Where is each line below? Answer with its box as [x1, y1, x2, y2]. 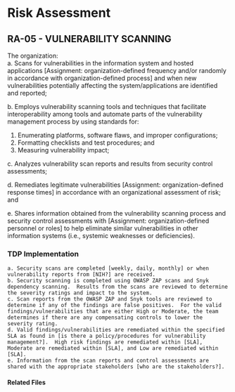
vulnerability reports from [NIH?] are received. [7, 271, 156, 278]
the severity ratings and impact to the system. [7, 289, 153, 296]
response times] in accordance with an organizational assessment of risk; [7, 188, 221, 196]
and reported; [7, 89, 47, 97]
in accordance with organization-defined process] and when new [7, 74, 197, 82]
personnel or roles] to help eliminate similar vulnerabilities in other [7, 224, 198, 233]
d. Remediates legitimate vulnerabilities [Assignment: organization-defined [7, 181, 224, 189]
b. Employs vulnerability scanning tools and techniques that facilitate [7, 103, 206, 110]
